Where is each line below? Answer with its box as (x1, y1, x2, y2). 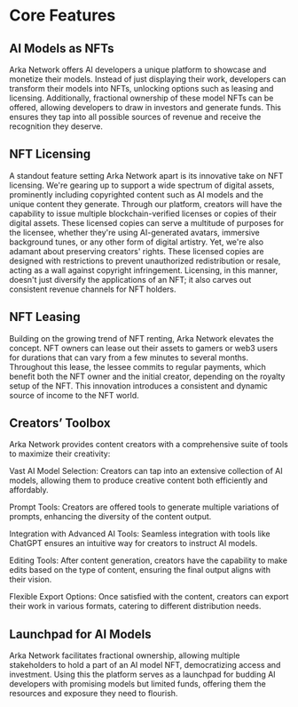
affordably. (9, 485, 49, 495)
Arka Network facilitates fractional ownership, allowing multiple (9, 650, 240, 661)
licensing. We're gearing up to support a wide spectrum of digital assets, (9, 180, 275, 190)
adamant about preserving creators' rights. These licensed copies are (9, 245, 264, 256)
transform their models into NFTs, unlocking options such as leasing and (9, 84, 274, 93)
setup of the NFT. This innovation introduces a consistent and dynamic (9, 380, 269, 391)
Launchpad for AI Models (9, 626, 152, 641)
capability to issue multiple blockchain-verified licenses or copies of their (9, 208, 277, 219)
